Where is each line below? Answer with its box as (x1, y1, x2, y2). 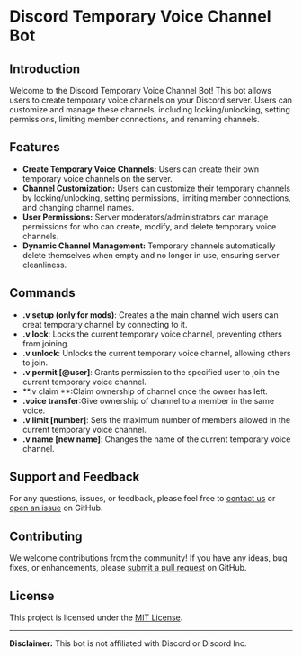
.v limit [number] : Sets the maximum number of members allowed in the (22, 414, 290, 425)
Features (9, 139, 60, 155)
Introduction (9, 61, 81, 76)
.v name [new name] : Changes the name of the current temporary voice (22, 434, 291, 445)
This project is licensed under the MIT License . (9, 612, 183, 623)
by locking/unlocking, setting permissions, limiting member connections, (22, 192, 291, 203)
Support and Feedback (9, 470, 140, 485)
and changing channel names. (22, 202, 135, 212)
